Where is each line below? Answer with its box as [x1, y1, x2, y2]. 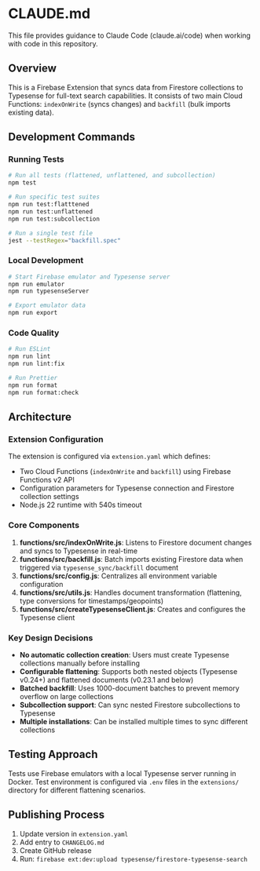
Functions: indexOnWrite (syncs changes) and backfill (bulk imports [8, 99, 231, 108]
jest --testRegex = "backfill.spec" [8, 236, 122, 244]
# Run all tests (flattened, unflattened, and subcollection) [8, 172, 216, 180]
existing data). [8, 108, 55, 117]
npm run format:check [8, 388, 79, 396]
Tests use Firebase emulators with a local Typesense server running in [8, 768, 236, 778]
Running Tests [8, 154, 64, 165]
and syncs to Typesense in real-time [19, 546, 138, 556]
